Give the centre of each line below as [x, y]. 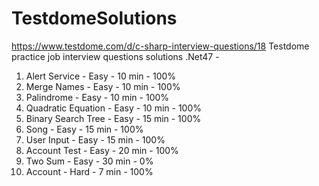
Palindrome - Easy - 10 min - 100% [97, 97]
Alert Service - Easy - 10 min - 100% [101, 76]
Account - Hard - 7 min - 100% [89, 171]
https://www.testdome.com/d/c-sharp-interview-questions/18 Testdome [160, 46]
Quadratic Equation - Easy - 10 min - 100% [113, 108]
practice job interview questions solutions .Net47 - [115, 56]
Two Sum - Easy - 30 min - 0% [89, 161]
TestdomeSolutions [94, 18]
